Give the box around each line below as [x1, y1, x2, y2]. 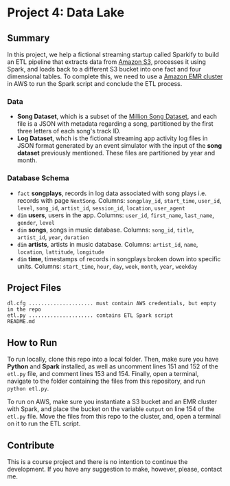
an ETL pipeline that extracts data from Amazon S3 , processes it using [7, 58, 206, 66]
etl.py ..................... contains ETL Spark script [7, 312, 174, 319]
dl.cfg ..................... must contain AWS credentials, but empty [7, 300, 216, 307]
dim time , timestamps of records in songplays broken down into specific [16, 254, 221, 263]
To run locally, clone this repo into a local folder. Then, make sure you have [7, 355, 219, 364]
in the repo [7, 306, 41, 313]
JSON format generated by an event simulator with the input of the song [16, 142, 222, 150]
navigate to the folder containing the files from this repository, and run [7, 377, 206, 386]
